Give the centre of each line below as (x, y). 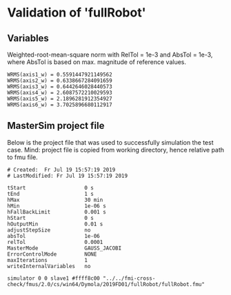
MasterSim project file (56, 126)
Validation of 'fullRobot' (77, 13)
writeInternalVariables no (49, 266)
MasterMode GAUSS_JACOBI (64, 248)
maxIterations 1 (48, 260)
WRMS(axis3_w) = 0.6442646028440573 (60, 87)
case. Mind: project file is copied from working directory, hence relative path (116, 150)
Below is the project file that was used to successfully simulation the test (110, 142)
